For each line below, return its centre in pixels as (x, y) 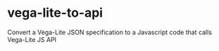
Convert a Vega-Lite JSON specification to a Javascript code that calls (110, 32)
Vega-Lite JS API (32, 39)
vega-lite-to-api (55, 13)
